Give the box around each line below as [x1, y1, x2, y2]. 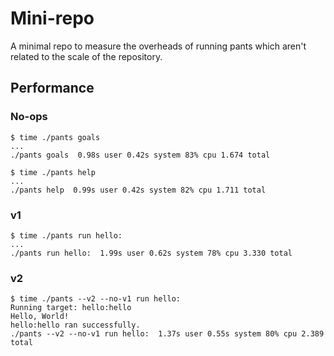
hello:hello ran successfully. [10, 320, 141, 331]
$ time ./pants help [10, 167, 97, 177]
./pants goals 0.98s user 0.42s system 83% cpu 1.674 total [10, 150, 271, 160]
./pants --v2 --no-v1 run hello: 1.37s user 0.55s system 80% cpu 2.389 [10, 329, 325, 339]
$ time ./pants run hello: [10, 230, 123, 241]
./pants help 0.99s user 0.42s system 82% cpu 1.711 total [10, 185, 267, 195]
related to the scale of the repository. [10, 50, 163, 62]
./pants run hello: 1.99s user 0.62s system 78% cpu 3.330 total [10, 248, 293, 258]
